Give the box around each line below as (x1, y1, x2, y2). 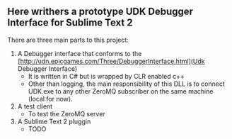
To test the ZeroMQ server (28, 109, 106, 118)
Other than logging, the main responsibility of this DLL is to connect (28, 79, 225, 88)
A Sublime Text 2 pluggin (17, 117, 91, 126)
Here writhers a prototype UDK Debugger (7, 6, 193, 18)
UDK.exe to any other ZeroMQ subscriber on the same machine (28, 87, 214, 95)
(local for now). (28, 94, 73, 103)
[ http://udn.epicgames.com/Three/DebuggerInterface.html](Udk (17, 57, 205, 65)
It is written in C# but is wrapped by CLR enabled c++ (28, 72, 185, 80)
